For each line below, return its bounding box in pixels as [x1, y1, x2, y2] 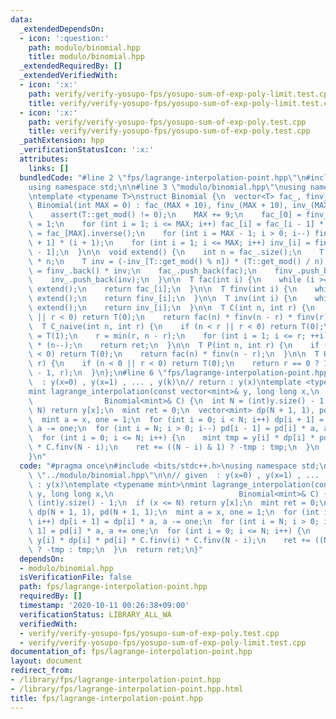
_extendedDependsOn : [19, 24, 105, 34]
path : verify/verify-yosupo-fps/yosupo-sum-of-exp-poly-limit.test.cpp [28, 89, 333, 99]
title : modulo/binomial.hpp [28, 52, 145, 62]
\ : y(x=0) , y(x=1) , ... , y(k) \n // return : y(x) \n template [28, 377, 302, 387]
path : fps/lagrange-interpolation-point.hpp [19, 582, 208, 592]
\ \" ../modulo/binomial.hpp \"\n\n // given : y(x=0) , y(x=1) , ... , [28, 470, 329, 480]
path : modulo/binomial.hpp [28, 42, 141, 53]
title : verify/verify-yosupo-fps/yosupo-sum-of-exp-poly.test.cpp [28, 126, 311, 136]
